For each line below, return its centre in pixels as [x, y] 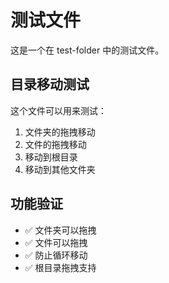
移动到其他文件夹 [60, 169]
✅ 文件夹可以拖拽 [60, 230]
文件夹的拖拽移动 [60, 132]
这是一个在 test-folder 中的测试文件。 [87, 50]
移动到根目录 [51, 157]
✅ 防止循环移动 [56, 255]
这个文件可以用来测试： [58, 110]
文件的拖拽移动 [55, 144]
